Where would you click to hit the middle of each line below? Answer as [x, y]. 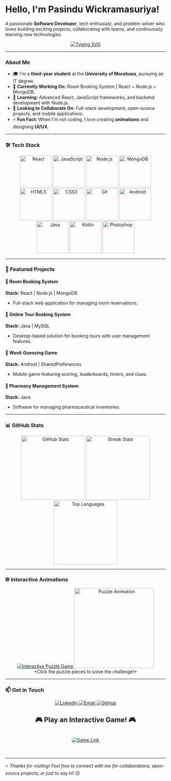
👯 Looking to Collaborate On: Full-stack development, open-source [84, 108]
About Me [18, 62]
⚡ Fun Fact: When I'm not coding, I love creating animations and [80, 120]
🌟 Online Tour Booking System [38, 315]
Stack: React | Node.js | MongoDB [41, 293]
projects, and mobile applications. [48, 114]
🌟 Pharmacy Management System [42, 386]
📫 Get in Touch [25, 690]
